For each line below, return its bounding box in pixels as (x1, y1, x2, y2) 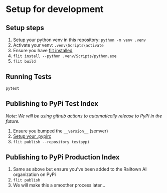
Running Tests (6, 73, 52, 81)
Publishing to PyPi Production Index (6, 153, 120, 161)
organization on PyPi (13, 171, 56, 177)
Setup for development (6, 4, 104, 15)
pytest (6, 86, 20, 91)
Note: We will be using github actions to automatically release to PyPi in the (6, 113, 162, 119)
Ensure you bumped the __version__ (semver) (13, 128, 108, 134)
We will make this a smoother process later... (13, 182, 106, 188)
